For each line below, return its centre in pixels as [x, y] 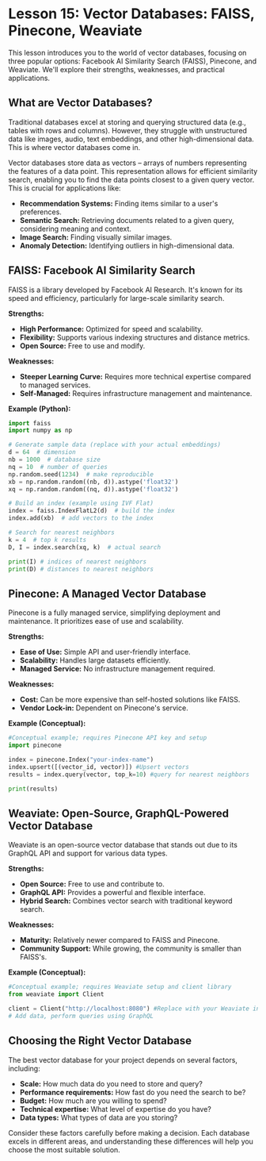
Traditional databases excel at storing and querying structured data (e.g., [127, 122]
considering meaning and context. [76, 229]
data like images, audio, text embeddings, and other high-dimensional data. [131, 139]
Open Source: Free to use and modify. [82, 345]
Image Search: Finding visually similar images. [96, 237]
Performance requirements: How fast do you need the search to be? [133, 1092]
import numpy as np [40, 431]
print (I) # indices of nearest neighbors [78, 561]
